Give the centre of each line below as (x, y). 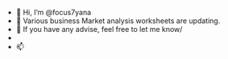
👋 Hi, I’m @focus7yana (54, 12)
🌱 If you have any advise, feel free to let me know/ (99, 29)
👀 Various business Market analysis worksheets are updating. (118, 21)
